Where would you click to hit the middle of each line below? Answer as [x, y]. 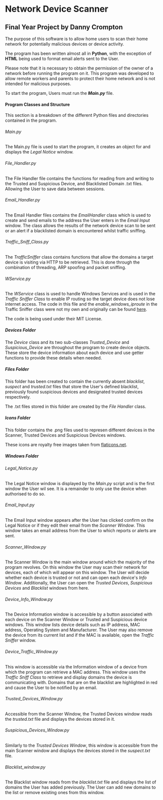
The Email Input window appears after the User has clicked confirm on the [80, 520]
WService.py [18, 278]
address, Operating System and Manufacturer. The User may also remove [79, 630]
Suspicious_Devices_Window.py [37, 730]
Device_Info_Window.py [29, 599]
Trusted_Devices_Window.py [34, 699]
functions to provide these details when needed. [54, 358]
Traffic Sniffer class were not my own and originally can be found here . [76, 310]
